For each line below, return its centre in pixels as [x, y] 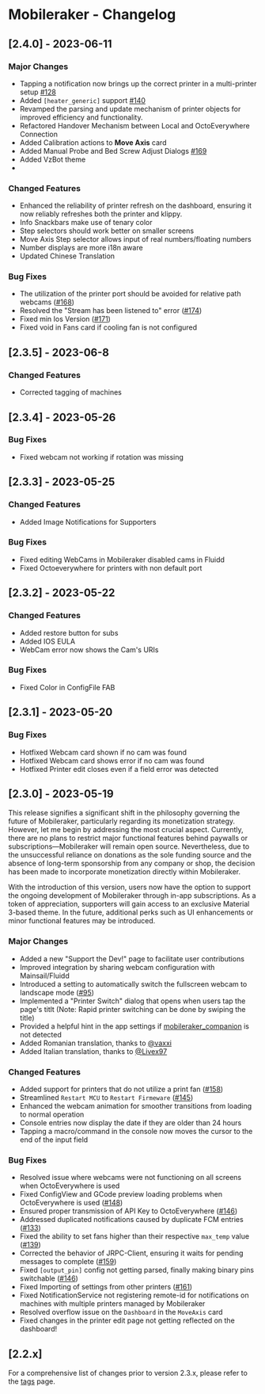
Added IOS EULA [47, 641]
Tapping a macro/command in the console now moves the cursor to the [136, 1131]
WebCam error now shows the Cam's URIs [89, 649]
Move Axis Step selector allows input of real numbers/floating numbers [135, 239]
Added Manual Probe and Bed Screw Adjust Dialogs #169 [113, 151]
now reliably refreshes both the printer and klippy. [101, 214]
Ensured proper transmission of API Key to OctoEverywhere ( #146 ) [129, 1211]
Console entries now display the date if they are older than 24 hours [131, 1122]
